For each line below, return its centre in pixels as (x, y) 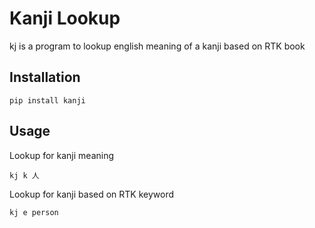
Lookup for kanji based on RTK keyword (92, 194)
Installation (45, 77)
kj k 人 (24, 175)
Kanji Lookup (65, 18)
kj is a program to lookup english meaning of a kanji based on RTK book (157, 46)
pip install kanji (47, 100)
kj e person (34, 212)
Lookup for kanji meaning (62, 155)
